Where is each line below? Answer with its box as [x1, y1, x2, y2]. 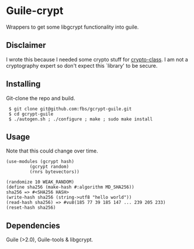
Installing [6, 79, 41, 89]
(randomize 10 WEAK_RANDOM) [6, 179, 75, 185]
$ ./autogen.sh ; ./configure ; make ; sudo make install [8, 116, 153, 122]
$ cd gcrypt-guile [8, 111, 54, 117]
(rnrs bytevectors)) [29, 169, 80, 175]
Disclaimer [6, 40, 46, 50]
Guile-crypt [6, 4, 64, 18]
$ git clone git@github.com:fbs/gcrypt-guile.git [8, 106, 132, 112]
